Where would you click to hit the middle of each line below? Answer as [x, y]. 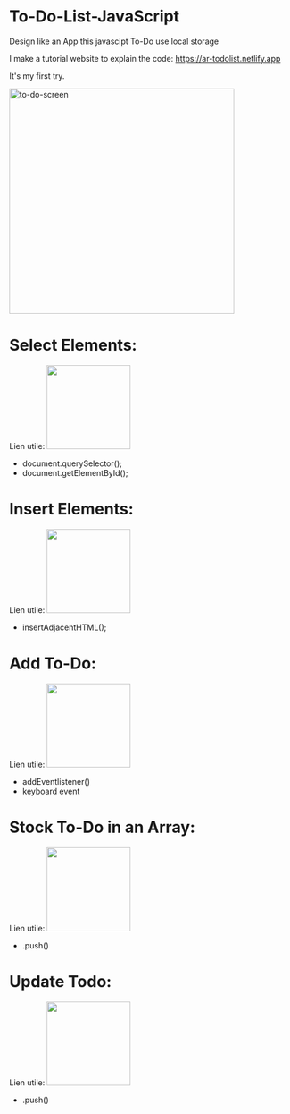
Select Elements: [73, 345]
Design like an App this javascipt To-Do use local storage [114, 41]
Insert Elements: [71, 510]
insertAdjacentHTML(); [64, 627]
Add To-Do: [53, 663]
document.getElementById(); [75, 472]
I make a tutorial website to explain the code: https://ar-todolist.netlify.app [145, 58]
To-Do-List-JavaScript [95, 17]
